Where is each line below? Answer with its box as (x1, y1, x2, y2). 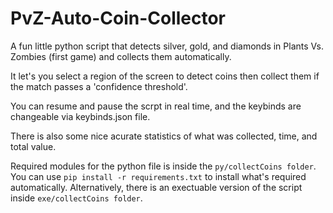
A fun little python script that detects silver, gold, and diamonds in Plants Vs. (10, 40, 325, 52)
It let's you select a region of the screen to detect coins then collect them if (10, 70, 320, 82)
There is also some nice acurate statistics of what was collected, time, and (10, 130, 318, 142)
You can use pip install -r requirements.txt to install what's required (10, 170, 307, 182)
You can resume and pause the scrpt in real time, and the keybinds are (10, 100, 302, 112)
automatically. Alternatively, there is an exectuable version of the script (10, 181, 303, 193)
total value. (10, 140, 57, 152)
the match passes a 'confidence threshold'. (10, 80, 188, 92)
